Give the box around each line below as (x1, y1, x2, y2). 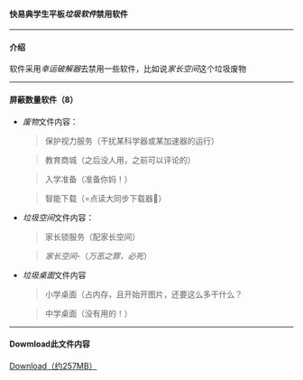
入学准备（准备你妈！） (44, 173, 133, 184)
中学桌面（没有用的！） (44, 308, 133, 319)
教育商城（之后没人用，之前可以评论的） (44, 154, 196, 165)
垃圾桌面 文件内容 (22, 269, 87, 280)
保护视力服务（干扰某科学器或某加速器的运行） (44, 135, 219, 146)
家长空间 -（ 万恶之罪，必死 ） (44, 250, 152, 261)
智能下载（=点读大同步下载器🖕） (44, 192, 167, 203)
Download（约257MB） (9, 360, 97, 371)
